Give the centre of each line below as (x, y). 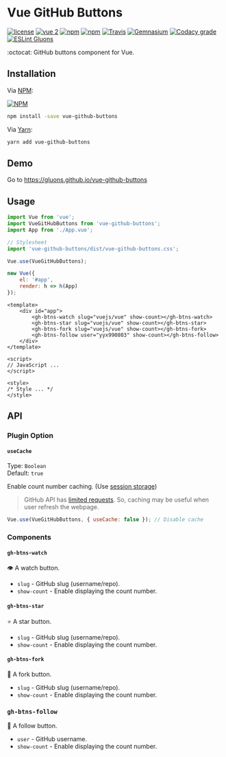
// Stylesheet (27, 242)
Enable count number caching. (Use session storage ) (82, 487)
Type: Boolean (27, 466)
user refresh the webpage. (61, 507)
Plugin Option (30, 436)
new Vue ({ (21, 273)
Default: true (25, 473)
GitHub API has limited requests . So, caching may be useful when (116, 500)
